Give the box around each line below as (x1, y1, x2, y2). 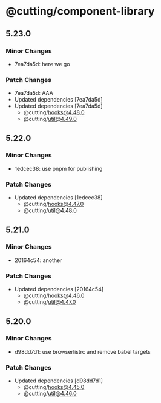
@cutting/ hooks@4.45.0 (23, 384, 85, 391)
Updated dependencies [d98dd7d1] (14, 377, 103, 384)
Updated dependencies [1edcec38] (14, 194, 103, 201)
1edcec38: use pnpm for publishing (14, 165, 103, 172)
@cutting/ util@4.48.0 (23, 207, 77, 214)
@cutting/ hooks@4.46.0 (23, 292, 85, 299)
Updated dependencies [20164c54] (14, 286, 104, 293)
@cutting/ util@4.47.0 (23, 298, 76, 306)
